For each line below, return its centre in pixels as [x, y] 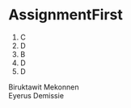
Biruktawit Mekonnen [44, 87]
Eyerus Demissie [36, 95]
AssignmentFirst [66, 15]
